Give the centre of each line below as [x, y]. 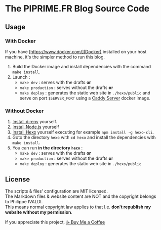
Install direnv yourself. [35, 122]
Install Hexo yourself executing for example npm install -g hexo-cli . [83, 132]
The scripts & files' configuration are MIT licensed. [57, 191]
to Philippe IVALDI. [24, 201]
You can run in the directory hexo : [47, 148]
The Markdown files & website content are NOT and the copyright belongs [81, 196]
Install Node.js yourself [36, 127]
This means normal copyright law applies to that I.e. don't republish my [78, 207]
